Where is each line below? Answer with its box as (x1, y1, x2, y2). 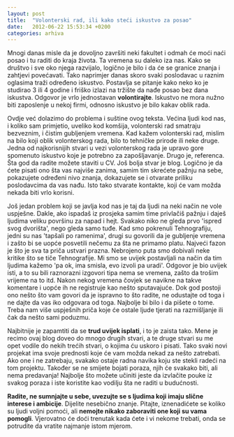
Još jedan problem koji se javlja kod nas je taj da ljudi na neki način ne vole (7, 202, 222, 210)
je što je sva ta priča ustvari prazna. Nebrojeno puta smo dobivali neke (7, 246, 210, 255)
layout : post (7, 10, 45, 17)
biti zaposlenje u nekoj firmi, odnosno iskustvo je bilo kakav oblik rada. (7, 101, 210, 109)
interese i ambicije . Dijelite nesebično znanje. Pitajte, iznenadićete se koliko (7, 399, 226, 408)
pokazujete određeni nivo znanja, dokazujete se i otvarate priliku (7, 174, 193, 182)
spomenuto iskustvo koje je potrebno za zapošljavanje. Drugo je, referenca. (7, 151, 225, 160)
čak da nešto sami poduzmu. (7, 313, 91, 322)
